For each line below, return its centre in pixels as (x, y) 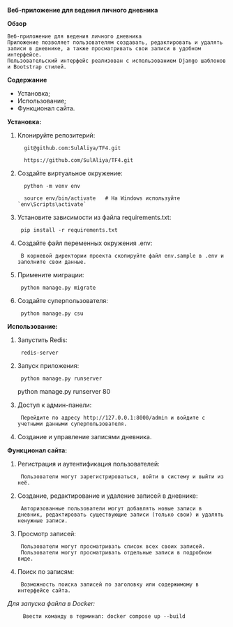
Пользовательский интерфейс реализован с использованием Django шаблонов (117, 61)
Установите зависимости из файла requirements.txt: (94, 217)
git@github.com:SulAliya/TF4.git (73, 148)
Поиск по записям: (46, 571)
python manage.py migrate (58, 288)
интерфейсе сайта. (44, 591)
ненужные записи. (43, 521)
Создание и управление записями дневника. (84, 437)
